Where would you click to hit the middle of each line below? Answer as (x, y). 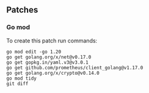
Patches (22, 10)
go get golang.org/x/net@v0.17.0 (49, 57)
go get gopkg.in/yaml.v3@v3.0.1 (47, 62)
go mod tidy (21, 78)
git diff (17, 84)
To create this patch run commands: (52, 40)
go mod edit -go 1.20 (34, 52)
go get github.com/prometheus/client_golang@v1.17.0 (75, 67)
